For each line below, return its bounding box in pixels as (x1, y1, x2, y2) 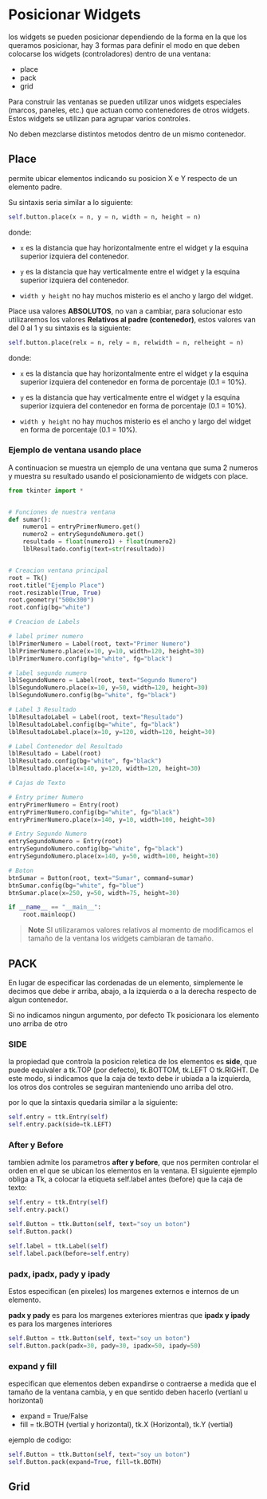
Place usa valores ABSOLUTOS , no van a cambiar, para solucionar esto (8, 306, 243, 316)
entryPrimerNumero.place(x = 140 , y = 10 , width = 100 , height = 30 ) (8, 815, 216, 823)
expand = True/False (19, 1410, 88, 1421)
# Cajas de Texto (8, 779, 66, 787)
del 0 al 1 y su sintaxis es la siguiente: (8, 323, 132, 333)
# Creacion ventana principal (8, 566, 109, 574)
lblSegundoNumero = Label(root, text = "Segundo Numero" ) (8, 677, 198, 684)
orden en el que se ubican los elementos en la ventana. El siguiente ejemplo (8, 1166, 257, 1176)
